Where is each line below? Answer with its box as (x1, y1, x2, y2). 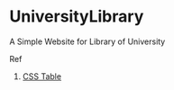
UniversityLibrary (9, 6, 144, 27)
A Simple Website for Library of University (9, 36, 166, 47)
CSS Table (22, 70, 61, 82)
